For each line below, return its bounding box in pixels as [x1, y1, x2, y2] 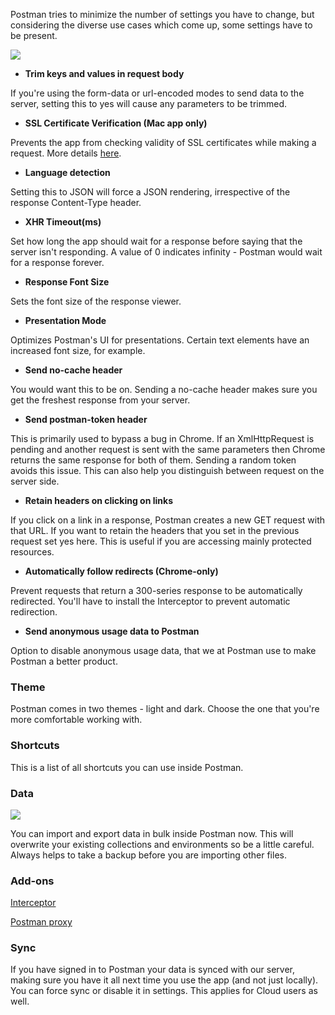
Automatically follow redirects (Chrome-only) [24, 565, 219, 577]
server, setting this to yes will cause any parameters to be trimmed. [10, 98, 288, 109]
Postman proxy [10, 916, 73, 928]
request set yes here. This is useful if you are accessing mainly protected [10, 535, 312, 547]
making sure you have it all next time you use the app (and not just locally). [10, 974, 319, 986]
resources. [10, 546, 55, 558]
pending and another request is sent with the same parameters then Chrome [10, 444, 326, 455]
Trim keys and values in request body [24, 68, 185, 79]
